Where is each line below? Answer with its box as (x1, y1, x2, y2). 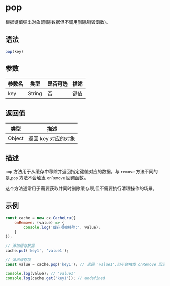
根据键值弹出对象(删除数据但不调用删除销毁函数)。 (5, 19, 111, 25)
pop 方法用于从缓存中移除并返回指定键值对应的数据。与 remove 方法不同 (5, 169, 154, 175)
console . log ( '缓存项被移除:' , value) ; (23, 225, 101, 230)
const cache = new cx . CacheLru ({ (5, 215, 76, 220)
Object (8, 135, 24, 142)
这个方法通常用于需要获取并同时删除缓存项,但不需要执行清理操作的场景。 (5, 185, 158, 191)
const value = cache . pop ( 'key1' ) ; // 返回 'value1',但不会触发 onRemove (5, 262, 157, 267)
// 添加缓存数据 (5, 243, 35, 249)
